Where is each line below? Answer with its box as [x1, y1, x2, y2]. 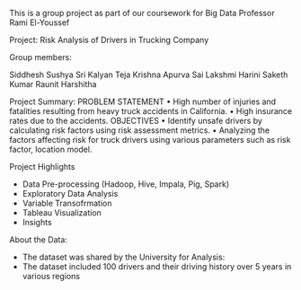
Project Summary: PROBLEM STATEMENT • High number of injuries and [9, 96, 277, 107]
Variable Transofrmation [22, 198, 112, 208]
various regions [22, 271, 81, 281]
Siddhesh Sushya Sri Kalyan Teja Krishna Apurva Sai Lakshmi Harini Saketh [9, 69, 288, 80]
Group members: [9, 52, 72, 62]
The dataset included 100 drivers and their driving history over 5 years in [22, 261, 292, 272]
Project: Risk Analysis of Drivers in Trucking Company [9, 35, 209, 45]
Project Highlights [9, 162, 75, 171]
